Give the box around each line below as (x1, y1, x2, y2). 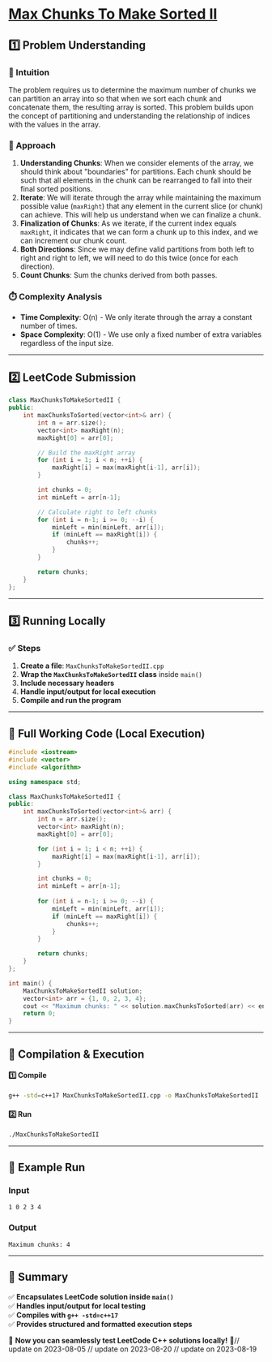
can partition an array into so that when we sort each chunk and (8, 93, 223, 103)
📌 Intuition (8, 67, 50, 78)
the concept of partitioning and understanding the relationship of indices (8, 110, 251, 120)
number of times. (19, 321, 78, 331)
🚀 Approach (8, 140, 57, 151)
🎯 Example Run (8, 1161, 86, 1175)
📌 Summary (8, 1270, 69, 1284)
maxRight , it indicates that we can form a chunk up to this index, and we (19, 227, 259, 237)
